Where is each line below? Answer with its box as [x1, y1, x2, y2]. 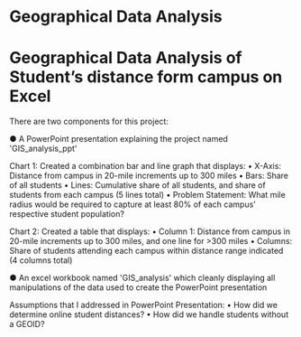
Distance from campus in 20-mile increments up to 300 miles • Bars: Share [9, 170, 289, 182]
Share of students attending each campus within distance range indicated [9, 246, 284, 257]
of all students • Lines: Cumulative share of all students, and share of [9, 180, 266, 191]
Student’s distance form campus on [9, 67, 283, 88]
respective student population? [9, 209, 124, 220]
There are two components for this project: [9, 116, 169, 127]
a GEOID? [9, 319, 45, 330]
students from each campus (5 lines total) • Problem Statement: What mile [9, 190, 286, 201]
